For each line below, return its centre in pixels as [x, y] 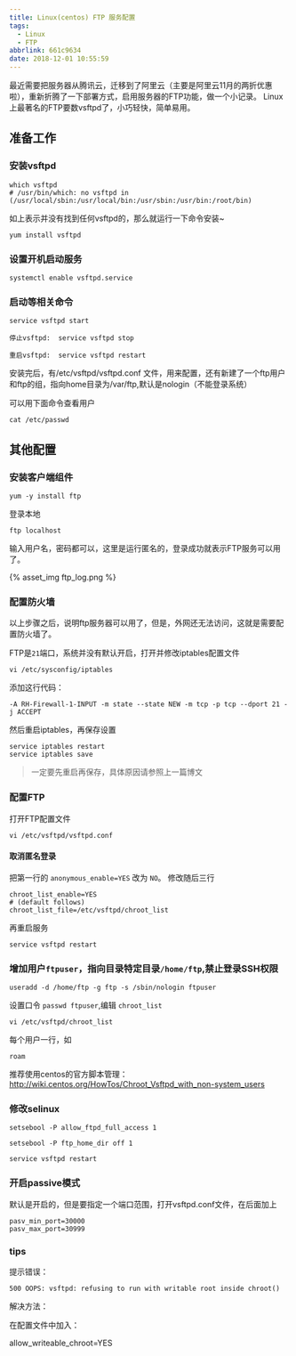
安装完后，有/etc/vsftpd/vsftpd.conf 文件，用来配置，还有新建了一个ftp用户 [148, 373]
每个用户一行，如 [40, 1040]
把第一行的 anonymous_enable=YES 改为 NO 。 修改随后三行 [112, 877]
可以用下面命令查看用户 [52, 403]
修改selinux [35, 1108]
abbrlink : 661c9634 [45, 51]
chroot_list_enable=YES [53, 894]
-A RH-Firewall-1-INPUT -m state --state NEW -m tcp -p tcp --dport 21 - [149, 704]
